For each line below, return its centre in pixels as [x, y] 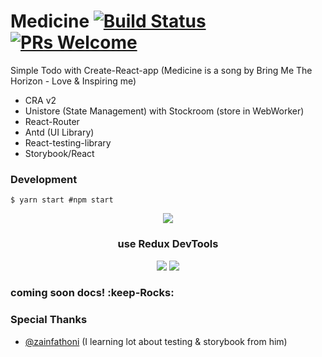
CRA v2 [40, 100]
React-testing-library [68, 142]
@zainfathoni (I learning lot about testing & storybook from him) [156, 341]
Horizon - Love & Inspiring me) [73, 81]
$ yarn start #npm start [62, 200]
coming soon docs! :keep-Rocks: [92, 293]
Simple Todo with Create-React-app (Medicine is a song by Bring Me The [161, 70]
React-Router [52, 121]
